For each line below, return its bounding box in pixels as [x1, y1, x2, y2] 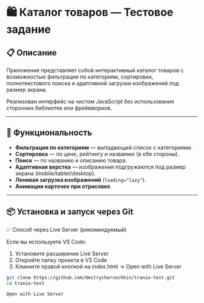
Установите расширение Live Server [15, 249, 109, 257]
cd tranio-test [6, 280, 45, 287]
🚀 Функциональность [6, 128, 92, 138]
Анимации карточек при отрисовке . [15, 183, 112, 190]
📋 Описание [6, 47, 57, 58]
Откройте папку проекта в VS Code [15, 256, 107, 263]
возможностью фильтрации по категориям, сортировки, [6, 73, 154, 80]
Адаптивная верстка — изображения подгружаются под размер [15, 163, 186, 170]
